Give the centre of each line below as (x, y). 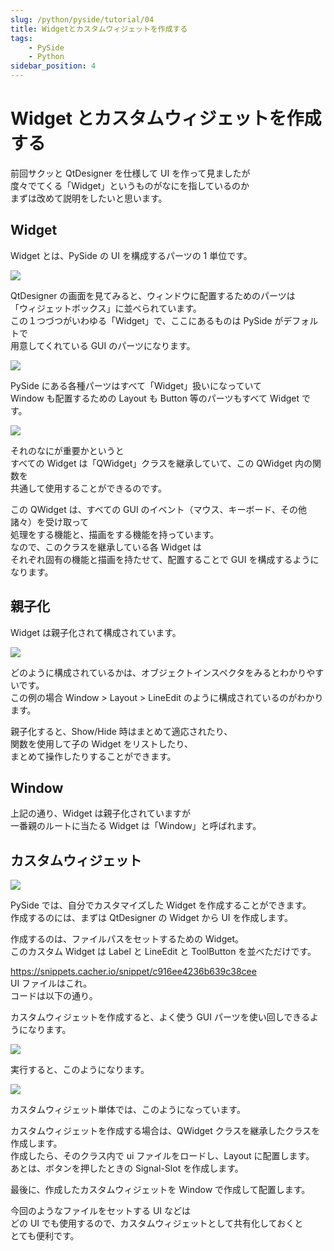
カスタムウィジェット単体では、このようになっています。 (128, 1110)
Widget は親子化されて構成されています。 (96, 632)
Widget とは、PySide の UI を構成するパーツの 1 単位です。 (131, 255)
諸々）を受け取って (50, 522)
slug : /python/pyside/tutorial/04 (82, 19)
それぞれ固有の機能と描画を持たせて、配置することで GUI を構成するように (165, 559)
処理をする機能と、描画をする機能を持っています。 (115, 534)
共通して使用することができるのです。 (88, 488)
